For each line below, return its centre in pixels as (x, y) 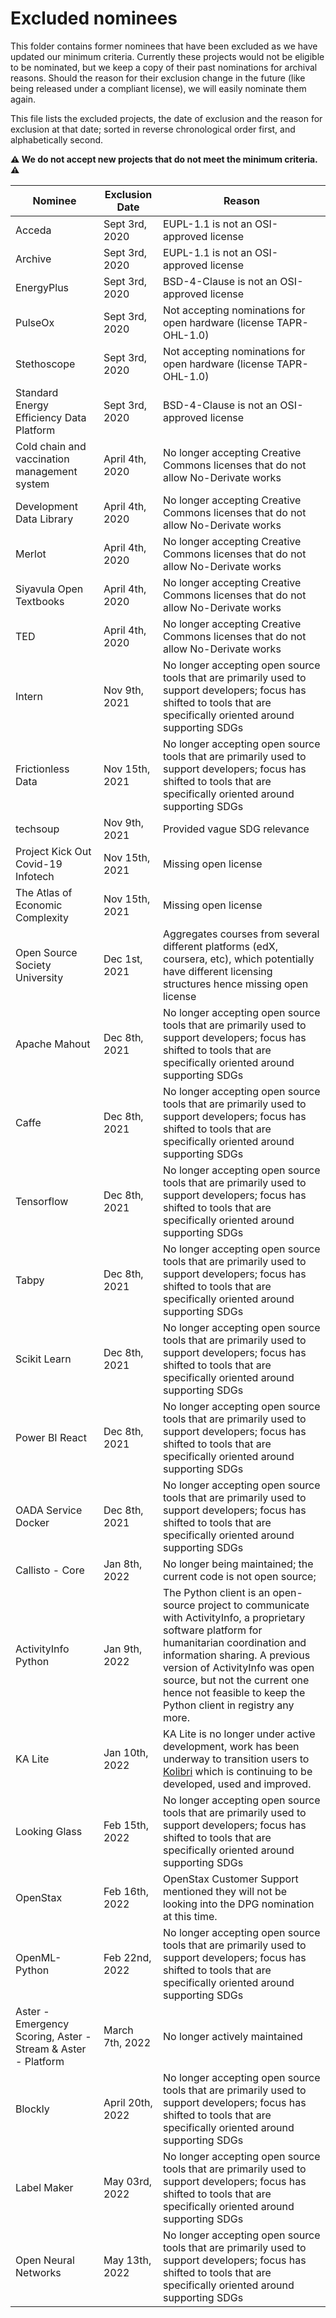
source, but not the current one (236, 1680)
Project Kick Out (53, 851)
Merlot (31, 554)
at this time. (190, 1916)
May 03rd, (128, 2181)
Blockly (32, 2109)
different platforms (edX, (220, 946)
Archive (33, 259)
